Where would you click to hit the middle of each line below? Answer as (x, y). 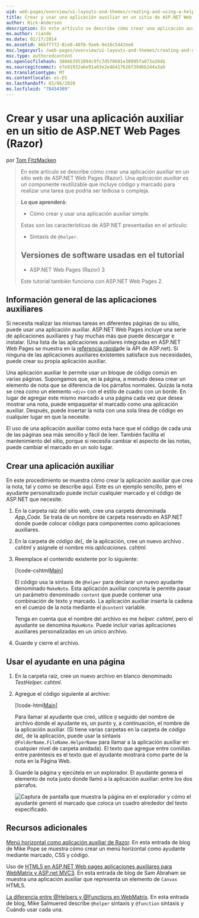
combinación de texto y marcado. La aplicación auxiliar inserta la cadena (104, 601)
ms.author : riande (29, 34)
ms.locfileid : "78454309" (38, 89)
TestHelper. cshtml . (38, 682)
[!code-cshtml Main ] (39, 570)
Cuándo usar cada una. (35, 909)
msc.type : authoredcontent (39, 56)
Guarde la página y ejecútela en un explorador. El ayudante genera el (99, 772)
